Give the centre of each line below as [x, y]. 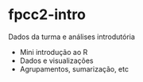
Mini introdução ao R [54, 52]
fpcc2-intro [47, 15]
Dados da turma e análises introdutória [71, 37]
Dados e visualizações [56, 61]
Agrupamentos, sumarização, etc [74, 68]
